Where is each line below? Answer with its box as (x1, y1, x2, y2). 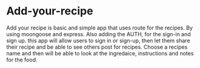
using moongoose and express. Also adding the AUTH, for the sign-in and (6, 30, 191, 37)
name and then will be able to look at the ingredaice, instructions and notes (6, 49, 194, 57)
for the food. (6, 56, 38, 63)
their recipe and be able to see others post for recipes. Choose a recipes (6, 43, 188, 51)
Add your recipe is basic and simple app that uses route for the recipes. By (6, 24, 193, 31)
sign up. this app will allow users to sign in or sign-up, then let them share (6, 37, 190, 44)
